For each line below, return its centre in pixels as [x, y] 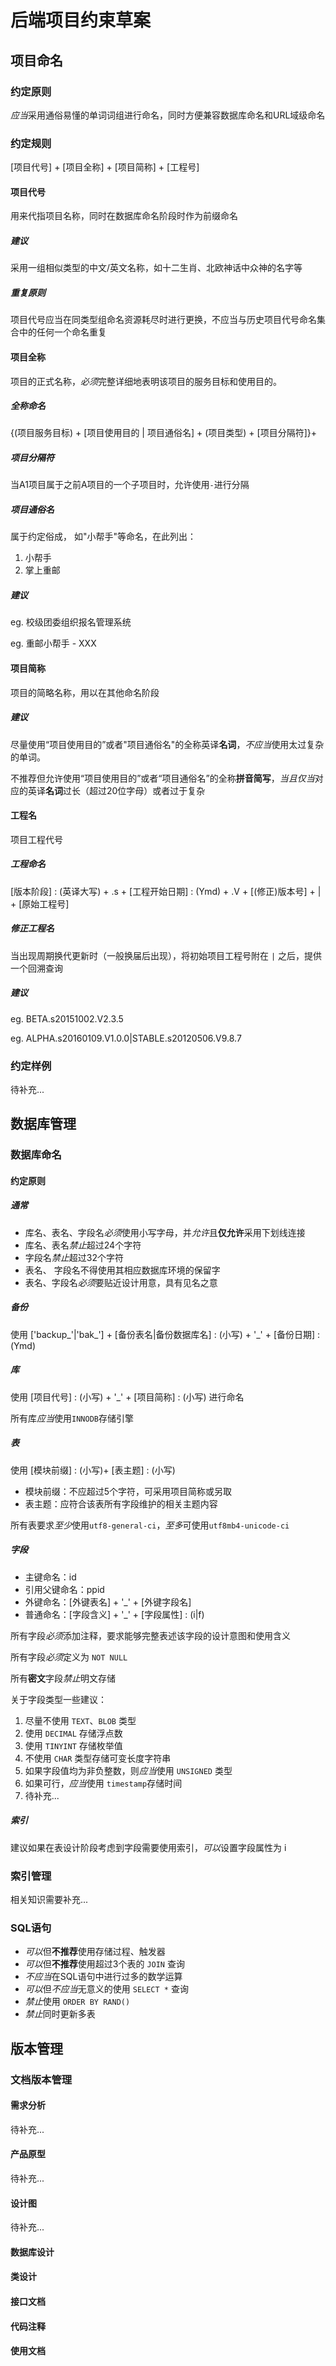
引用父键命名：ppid [64, 1589]
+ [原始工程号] [40, 903]
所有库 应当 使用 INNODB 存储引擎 [72, 1418]
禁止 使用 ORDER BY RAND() [77, 2002]
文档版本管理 [41, 2079]
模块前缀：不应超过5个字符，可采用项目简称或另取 [128, 1491]
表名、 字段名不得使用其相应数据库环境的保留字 [122, 1270]
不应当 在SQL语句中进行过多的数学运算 [103, 1977]
